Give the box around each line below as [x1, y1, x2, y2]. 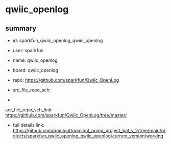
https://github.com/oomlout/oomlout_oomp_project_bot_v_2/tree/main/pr [12, 128, 166, 133]
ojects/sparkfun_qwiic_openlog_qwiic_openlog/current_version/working [12, 133, 163, 139]
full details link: [12, 122, 45, 128]
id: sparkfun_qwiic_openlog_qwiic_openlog [12, 37, 103, 43]
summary [5, 24, 37, 33]
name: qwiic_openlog [12, 57, 58, 63]
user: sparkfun [12, 47, 44, 53]
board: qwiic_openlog [12, 67, 59, 73]
